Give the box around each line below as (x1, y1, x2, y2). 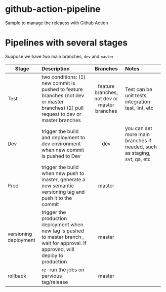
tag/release (41, 278, 68, 285)
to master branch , (41, 233, 84, 240)
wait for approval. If (41, 240, 86, 247)
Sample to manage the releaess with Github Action (5, 20, 108, 26)
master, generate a (41, 176, 85, 183)
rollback (7, 272, 26, 279)
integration (125, 98, 151, 105)
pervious (41, 272, 62, 279)
